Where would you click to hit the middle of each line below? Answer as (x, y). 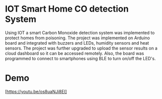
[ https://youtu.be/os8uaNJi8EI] (36, 91)
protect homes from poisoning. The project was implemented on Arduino (77, 38)
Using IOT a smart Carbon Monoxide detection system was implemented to (80, 33)
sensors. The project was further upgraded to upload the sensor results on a (81, 48)
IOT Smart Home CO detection (67, 9)
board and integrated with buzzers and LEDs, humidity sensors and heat (77, 43)
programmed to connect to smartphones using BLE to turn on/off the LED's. (81, 58)
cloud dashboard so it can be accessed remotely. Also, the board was (74, 53)
